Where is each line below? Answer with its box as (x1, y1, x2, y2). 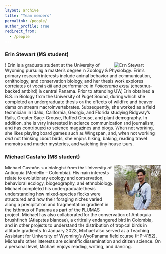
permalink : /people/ (5, 18, 48, 23)
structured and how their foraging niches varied (5, 196, 102, 202)
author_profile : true (5, 24, 50, 29)
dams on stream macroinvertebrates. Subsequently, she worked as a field (5, 104, 156, 110)
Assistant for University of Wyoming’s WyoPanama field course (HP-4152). (5, 233, 157, 239)
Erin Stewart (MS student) (5, 51, 69, 58)
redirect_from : (5, 29, 37, 34)
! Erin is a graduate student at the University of (5, 62, 100, 68)
